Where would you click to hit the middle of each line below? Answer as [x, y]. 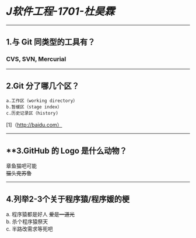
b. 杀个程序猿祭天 [27, 222]
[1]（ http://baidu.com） [34, 125]
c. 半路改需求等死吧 [29, 229]
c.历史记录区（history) [32, 113]
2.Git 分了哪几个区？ [43, 86]
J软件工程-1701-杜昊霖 [60, 11]
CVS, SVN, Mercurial [36, 59]
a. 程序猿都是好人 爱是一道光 [40, 215]
